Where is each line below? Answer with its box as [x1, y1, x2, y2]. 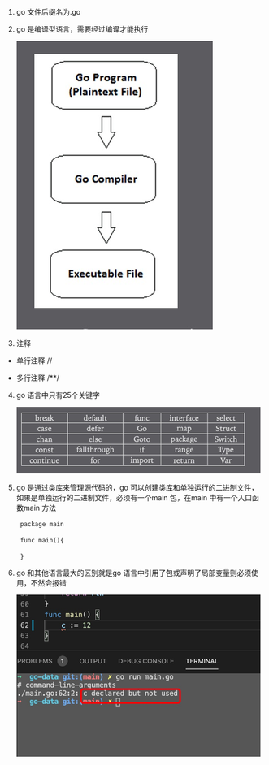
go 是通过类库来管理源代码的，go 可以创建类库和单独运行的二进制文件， [15, 482, 258, 493]
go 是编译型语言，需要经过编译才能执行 [15, 24, 149, 34]
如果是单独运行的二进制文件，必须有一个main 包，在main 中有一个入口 [15, 493, 253, 503]
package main [20, 521, 64, 529]
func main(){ [20, 537, 64, 545]
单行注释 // [15, 356, 53, 365]
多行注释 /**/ [15, 373, 59, 382]
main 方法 [23, 503, 57, 513]
